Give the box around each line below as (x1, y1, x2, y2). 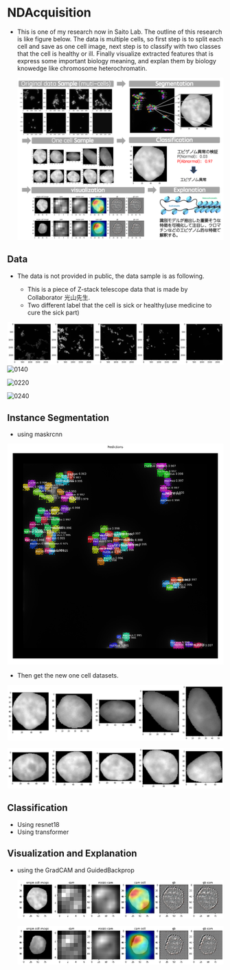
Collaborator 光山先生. (27, 293, 91, 301)
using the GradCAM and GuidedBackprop (16, 865, 135, 874)
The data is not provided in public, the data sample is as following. (16, 272, 205, 280)
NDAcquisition (7, 5, 91, 21)
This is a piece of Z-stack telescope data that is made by (27, 285, 188, 293)
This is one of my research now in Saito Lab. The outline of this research (16, 28, 222, 36)
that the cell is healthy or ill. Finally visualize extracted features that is (16, 50, 214, 58)
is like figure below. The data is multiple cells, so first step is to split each (16, 34, 223, 43)
